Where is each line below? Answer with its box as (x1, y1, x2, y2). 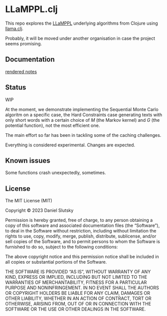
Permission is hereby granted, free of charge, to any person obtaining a (5, 217, 153, 223)
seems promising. (5, 40, 42, 46)
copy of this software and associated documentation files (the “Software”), (5, 222, 160, 228)
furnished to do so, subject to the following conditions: (5, 244, 118, 250)
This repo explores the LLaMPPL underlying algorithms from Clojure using (5, 20, 158, 26)
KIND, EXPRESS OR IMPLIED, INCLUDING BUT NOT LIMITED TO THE (5, 274, 147, 280)
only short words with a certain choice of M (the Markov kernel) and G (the (5, 117, 160, 123)
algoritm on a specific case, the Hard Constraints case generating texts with (5, 112, 162, 118)
